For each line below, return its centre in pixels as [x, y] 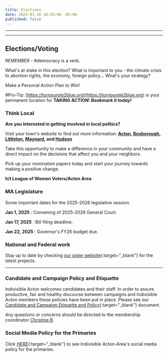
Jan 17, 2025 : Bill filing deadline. [39, 222]
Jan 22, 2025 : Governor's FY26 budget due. [52, 231]
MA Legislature [24, 192]
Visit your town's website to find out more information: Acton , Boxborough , [83, 134]
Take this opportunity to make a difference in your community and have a [80, 149]
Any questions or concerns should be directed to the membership [73, 315]
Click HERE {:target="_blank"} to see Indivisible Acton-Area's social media [81, 344]
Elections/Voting [32, 49]
